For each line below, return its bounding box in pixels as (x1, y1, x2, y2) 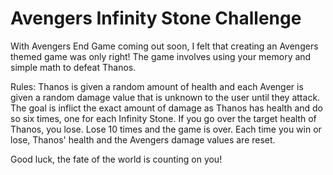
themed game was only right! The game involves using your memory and (10, 50, 312, 62)
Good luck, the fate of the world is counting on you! (10, 153, 223, 165)
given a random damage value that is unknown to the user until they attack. (10, 91, 321, 103)
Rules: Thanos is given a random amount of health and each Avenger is (10, 80, 304, 92)
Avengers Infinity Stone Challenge (10, 7, 302, 30)
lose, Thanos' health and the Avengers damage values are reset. (10, 133, 276, 146)
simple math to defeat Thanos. (10, 61, 137, 73)
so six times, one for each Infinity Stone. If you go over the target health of (10, 112, 317, 124)
